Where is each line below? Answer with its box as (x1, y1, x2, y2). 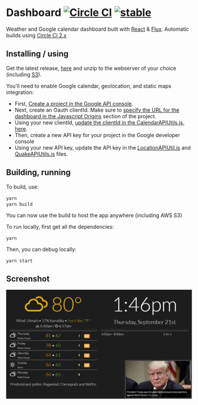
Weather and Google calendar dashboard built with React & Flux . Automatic (6, 25, 190, 33)
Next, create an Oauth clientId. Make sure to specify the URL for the (14, 106, 180, 114)
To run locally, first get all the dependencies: (6, 223, 114, 230)
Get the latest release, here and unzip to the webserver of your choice (6, 64, 177, 72)
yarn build (6, 201, 33, 207)
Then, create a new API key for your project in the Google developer (14, 131, 180, 138)
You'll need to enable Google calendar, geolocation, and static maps (6, 82, 172, 89)
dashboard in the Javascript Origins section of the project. (14, 112, 157, 119)
